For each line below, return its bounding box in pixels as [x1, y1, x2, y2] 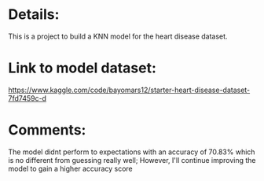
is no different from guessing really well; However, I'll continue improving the [8, 155, 256, 164]
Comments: [8, 121, 86, 139]
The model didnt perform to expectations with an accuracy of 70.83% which [8, 147, 255, 157]
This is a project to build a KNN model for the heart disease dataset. [8, 31, 228, 41]
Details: [8, 6, 60, 24]
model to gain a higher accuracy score [8, 164, 134, 173]
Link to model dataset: [8, 59, 157, 77]
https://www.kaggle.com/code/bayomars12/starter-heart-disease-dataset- [8, 85, 251, 94]
